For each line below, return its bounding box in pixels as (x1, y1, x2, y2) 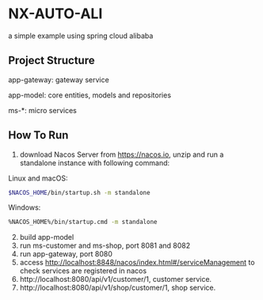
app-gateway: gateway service (8, 74, 109, 84)
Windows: (8, 203, 41, 212)
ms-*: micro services (8, 105, 77, 115)
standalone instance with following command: (19, 158, 170, 167)
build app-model (19, 233, 74, 242)
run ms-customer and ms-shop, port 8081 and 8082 (19, 241, 191, 250)
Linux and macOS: (8, 173, 68, 183)
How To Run (8, 128, 69, 142)
